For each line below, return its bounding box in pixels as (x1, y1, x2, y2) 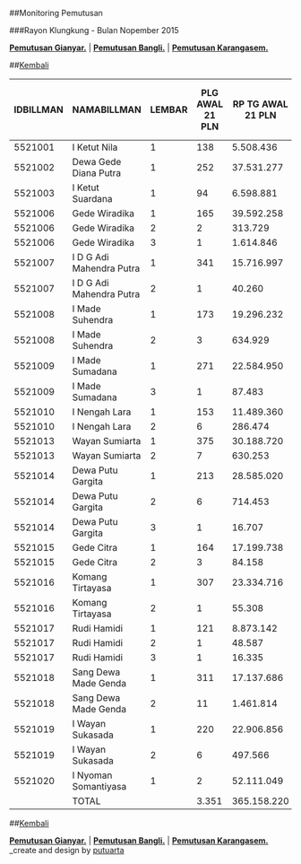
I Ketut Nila (72, 141, 118, 153)
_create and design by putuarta (9, 845, 125, 855)
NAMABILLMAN (72, 103, 142, 116)
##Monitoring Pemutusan (9, 8, 103, 18)
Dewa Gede (72, 156, 122, 168)
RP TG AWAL (232, 98, 288, 110)
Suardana (72, 193, 113, 205)
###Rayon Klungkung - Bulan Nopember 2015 (9, 25, 179, 35)
